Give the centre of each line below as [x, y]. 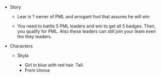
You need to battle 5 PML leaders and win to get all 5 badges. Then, [86, 26]
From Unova [37, 70]
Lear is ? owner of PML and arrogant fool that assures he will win [83, 16]
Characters [21, 46]
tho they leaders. [34, 37]
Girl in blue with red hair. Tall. [54, 65]
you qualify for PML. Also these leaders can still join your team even [86, 31]
